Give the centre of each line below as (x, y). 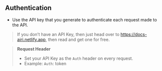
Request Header (34, 49)
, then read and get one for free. (78, 39)
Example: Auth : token (45, 63)
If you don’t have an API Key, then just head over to (68, 34)
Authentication (28, 8)
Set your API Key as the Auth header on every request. (79, 58)
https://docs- (134, 34)
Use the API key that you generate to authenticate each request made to (84, 19)
